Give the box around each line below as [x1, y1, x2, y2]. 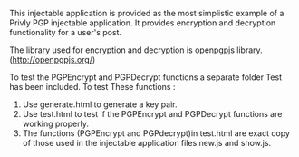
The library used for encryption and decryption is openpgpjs [9, 44, 236, 55]
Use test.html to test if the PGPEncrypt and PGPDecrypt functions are [22, 109, 283, 119]
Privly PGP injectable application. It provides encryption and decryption [9, 17, 276, 28]
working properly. [22, 118, 89, 129]
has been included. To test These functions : [9, 82, 176, 92]
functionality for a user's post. [9, 27, 122, 37]
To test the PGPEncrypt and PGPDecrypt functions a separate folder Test [9, 72, 283, 83]
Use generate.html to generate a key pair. [22, 99, 178, 110]
